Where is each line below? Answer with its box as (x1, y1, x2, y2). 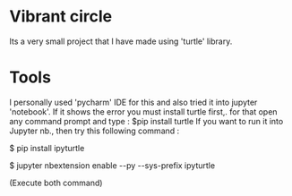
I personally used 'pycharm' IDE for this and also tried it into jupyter (9, 97, 258, 107)
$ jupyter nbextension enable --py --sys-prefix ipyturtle (9, 159, 216, 171)
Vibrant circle (9, 6, 113, 27)
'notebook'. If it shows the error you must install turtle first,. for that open (9, 106, 278, 117)
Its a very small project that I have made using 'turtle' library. (9, 36, 233, 47)
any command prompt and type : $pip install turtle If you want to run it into (9, 115, 284, 126)
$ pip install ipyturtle (9, 142, 85, 153)
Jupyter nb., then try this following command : (9, 125, 180, 136)
